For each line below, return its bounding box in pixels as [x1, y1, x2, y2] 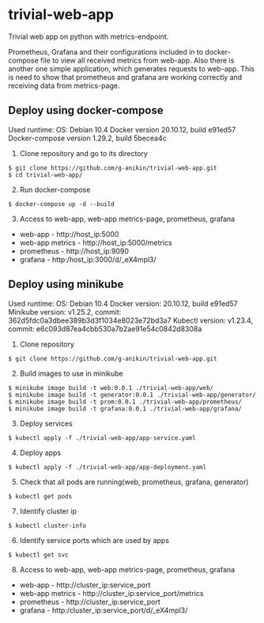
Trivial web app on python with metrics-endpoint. [8, 32, 169, 41]
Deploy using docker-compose [8, 104, 164, 117]
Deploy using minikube [8, 277, 124, 291]
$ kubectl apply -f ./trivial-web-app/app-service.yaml [8, 434, 196, 441]
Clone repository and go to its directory [19, 148, 149, 158]
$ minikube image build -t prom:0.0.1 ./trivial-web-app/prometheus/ [8, 398, 243, 406]
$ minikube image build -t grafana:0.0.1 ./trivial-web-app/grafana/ [8, 404, 243, 413]
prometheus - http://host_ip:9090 [19, 246, 129, 255]
